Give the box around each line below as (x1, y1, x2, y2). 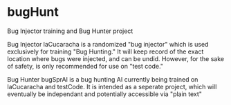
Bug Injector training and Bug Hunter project (7, 27, 133, 35)
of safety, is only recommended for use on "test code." (7, 62, 164, 70)
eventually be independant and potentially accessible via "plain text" (7, 90, 203, 98)
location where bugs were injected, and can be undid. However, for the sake (7, 54, 225, 62)
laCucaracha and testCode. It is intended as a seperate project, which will (7, 82, 217, 91)
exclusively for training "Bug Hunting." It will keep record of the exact (7, 47, 204, 56)
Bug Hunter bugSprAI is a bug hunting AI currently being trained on (7, 75, 198, 83)
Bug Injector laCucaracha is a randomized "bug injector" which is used (7, 40, 209, 48)
